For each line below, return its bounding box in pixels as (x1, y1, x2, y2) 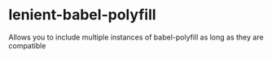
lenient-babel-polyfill (8, 6, 156, 24)
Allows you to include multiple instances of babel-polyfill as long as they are (8, 32, 264, 42)
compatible (8, 40, 46, 50)
